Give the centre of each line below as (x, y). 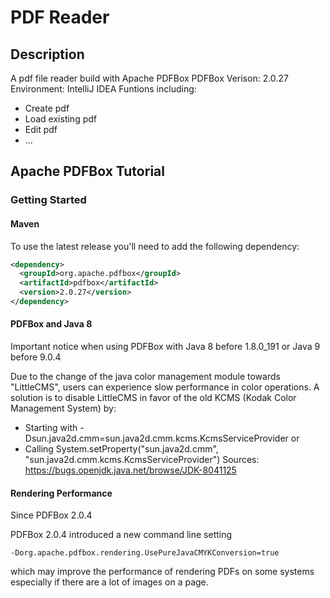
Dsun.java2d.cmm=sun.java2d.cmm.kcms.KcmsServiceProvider (156, 438)
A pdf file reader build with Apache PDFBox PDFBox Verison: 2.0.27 (149, 78)
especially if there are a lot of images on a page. (109, 582)
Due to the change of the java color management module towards (145, 377)
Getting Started (48, 200)
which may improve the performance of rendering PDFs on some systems (162, 572)
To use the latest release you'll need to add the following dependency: (155, 246)
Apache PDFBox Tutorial (87, 171)
